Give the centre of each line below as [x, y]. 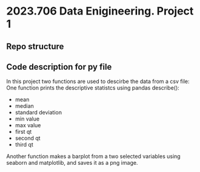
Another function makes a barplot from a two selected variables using [93, 156]
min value [27, 119]
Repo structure [35, 46]
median [25, 106]
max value [28, 125]
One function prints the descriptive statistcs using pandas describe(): [93, 88]
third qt [24, 145]
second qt [28, 138]
